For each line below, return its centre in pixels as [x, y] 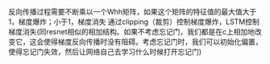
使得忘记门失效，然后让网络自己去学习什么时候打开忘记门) [105, 52]
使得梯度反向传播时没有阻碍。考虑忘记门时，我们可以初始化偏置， [153, 42]
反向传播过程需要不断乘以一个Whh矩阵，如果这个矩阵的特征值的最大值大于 [133, 12]
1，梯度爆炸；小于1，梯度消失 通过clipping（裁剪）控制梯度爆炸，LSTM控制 [134, 22]
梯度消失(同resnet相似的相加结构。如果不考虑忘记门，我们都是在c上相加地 [132, 32]
